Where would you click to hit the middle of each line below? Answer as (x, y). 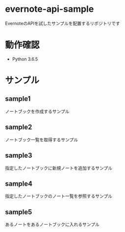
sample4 (19, 183)
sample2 (19, 127)
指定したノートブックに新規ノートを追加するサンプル (59, 168)
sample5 (19, 212)
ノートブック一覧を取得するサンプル (42, 139)
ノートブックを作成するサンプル (37, 111)
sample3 (19, 155)
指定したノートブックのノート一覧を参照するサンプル (59, 196)
